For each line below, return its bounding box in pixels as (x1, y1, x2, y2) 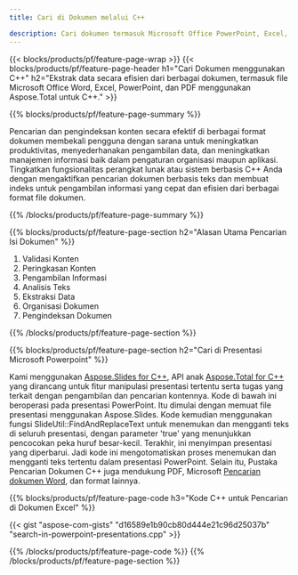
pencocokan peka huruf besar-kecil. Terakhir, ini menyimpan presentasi (9, 437, 273, 448)
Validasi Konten (21, 253, 79, 263)
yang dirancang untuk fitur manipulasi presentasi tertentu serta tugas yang (9, 380, 284, 392)
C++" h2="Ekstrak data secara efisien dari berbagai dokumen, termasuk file (9, 72, 288, 83)
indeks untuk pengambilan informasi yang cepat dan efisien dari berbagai (9, 182, 279, 193)
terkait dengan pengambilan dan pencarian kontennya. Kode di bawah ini (9, 390, 278, 401)
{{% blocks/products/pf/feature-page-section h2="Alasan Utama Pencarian (9, 226, 287, 237)
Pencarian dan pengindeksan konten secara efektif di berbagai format (9, 126, 267, 136)
